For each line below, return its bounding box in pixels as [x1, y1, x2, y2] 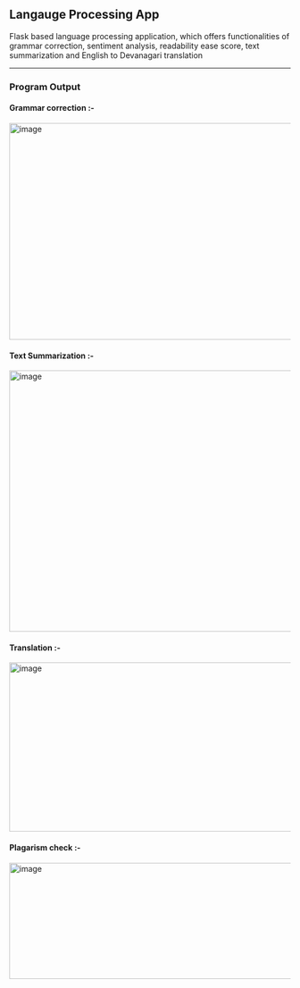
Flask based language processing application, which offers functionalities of [9, 30, 290, 41]
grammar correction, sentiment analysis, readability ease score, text [9, 40, 260, 51]
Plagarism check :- [9, 841, 81, 852]
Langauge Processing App [9, 7, 160, 22]
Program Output [9, 80, 81, 93]
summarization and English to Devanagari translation [9, 49, 204, 61]
